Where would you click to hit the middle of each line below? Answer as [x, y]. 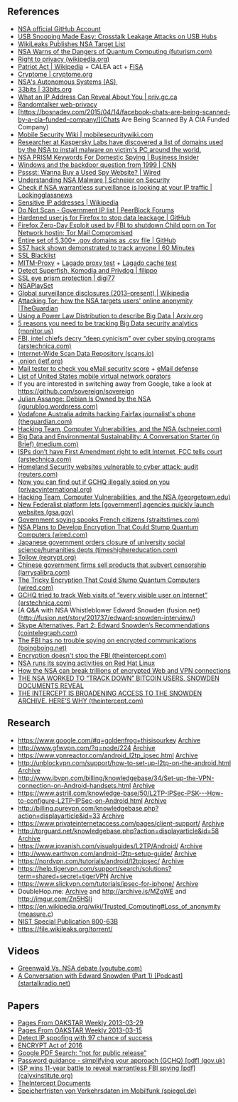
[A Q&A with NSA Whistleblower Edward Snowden [91, 610]
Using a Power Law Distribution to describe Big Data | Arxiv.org [110, 315]
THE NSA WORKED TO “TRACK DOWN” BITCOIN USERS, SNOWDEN [119, 678]
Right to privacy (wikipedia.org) [64, 59]
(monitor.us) [36, 330]
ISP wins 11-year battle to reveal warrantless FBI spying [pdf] [107, 1068]
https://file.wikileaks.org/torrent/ [65, 929]
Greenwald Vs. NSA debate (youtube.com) [80, 968]
